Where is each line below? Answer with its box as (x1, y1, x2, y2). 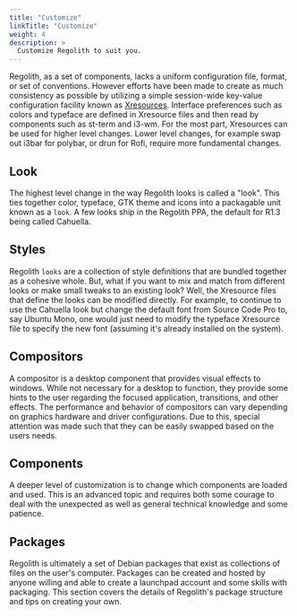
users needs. (9, 429, 58, 440)
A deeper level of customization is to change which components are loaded (9, 480, 288, 490)
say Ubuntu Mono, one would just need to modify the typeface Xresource (9, 313, 280, 324)
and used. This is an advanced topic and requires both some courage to (9, 490, 275, 500)
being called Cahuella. (9, 216, 91, 227)
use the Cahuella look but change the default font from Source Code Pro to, (9, 304, 288, 315)
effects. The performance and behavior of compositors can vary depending (9, 401, 288, 412)
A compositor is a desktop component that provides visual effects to (9, 373, 261, 384)
